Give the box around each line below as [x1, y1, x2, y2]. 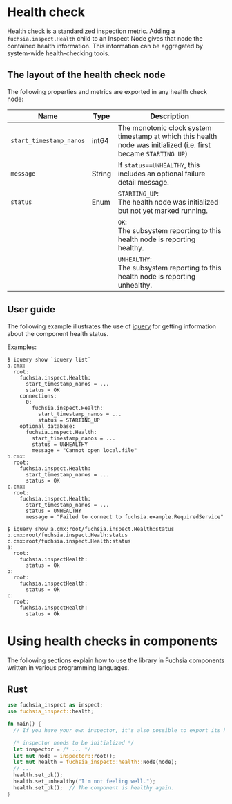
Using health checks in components [7, 633, 218, 648]
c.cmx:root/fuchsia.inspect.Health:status [7, 537, 131, 545]
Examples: [7, 343, 37, 351]
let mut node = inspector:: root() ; [13, 752, 116, 759]
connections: [19, 392, 57, 400]
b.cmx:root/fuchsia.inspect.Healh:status [7, 532, 128, 539]
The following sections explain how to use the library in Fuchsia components [7, 656, 225, 664]
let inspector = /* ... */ [13, 746, 91, 753]
